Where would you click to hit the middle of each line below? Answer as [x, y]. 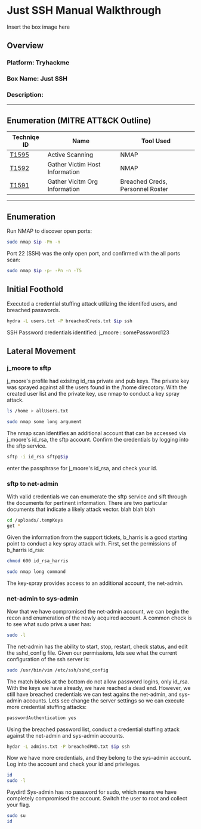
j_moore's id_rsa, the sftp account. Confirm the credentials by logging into [98, 439]
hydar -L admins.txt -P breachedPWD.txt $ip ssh [68, 747]
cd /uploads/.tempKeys [35, 520]
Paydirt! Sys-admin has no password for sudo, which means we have [92, 792]
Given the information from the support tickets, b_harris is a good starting [97, 537]
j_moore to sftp [29, 368]
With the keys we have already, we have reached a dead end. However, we [99, 688]
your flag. [18, 805]
